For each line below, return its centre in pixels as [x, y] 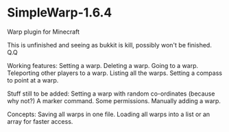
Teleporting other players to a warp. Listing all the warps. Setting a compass [115, 73]
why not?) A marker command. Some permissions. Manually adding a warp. [114, 100]
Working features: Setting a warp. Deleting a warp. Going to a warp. [103, 65]
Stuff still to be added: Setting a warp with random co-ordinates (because [111, 93]
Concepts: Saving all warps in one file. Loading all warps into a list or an [109, 114]
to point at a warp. [33, 80]
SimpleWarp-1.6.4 [60, 13]
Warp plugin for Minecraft [44, 32]
